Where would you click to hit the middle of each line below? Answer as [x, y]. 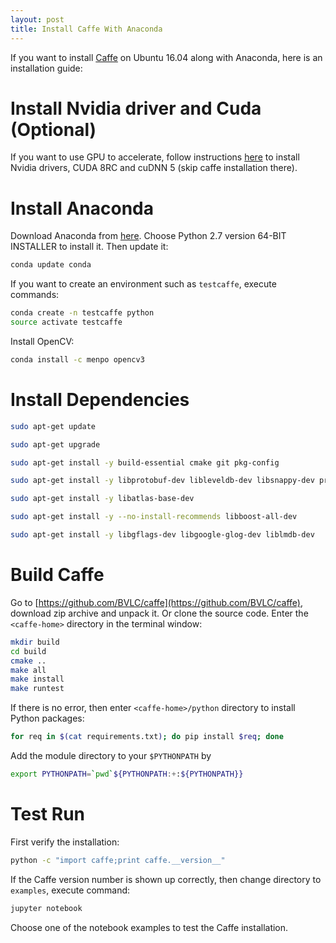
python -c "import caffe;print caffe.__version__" [118, 860]
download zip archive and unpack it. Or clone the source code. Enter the [159, 613]
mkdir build [35, 642]
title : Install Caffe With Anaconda [86, 29]
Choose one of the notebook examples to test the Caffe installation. [149, 927]
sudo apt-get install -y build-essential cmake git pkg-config [145, 462]
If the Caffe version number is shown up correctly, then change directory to [166, 879]
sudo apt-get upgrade [55, 444]
